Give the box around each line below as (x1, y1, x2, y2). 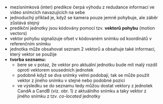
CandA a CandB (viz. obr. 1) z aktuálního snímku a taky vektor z (17, 88, 147, 94)
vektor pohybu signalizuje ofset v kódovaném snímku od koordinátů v (9, 35, 152, 41)
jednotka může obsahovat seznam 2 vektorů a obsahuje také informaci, (9, 46, 156, 52)
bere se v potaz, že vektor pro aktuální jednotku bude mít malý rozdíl (17, 62, 158, 68)
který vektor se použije (9, 51, 57, 57)
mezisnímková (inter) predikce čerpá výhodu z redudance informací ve (9, 4, 155, 10)
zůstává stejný (9, 20, 40, 26)
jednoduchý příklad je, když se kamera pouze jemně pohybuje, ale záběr (9, 15, 159, 20)
